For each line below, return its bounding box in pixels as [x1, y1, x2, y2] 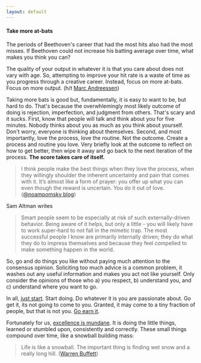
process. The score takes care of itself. [6, 153, 105, 160]
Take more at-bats [6, 28, 53, 35]
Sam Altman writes [6, 202, 53, 209]
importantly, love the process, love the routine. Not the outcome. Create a [6, 134, 188, 141]
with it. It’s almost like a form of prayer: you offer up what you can [20, 178, 184, 185]
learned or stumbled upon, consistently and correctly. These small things [6, 325, 187, 332]
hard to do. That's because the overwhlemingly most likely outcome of [6, 102, 181, 109]
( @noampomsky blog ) [20, 191, 76, 198]
